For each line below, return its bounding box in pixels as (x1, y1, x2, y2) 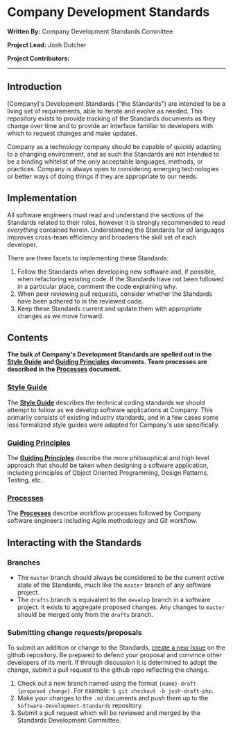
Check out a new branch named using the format (17, 679, 158, 688)
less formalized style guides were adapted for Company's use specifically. (7, 420, 220, 429)
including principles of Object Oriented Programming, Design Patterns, (7, 468, 209, 477)
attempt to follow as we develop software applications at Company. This (7, 405, 214, 414)
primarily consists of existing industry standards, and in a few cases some (7, 413, 219, 421)
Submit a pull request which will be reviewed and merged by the (17, 709, 201, 717)
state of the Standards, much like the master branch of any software (17, 581, 212, 589)
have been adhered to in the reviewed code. (17, 297, 144, 305)
